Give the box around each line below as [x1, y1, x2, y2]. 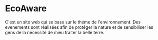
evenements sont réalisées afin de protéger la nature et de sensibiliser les [5, 24, 154, 30]
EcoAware [5, 3, 47, 14]
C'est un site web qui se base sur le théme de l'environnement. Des [5, 19, 141, 25]
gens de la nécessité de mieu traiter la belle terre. [5, 29, 105, 35]
